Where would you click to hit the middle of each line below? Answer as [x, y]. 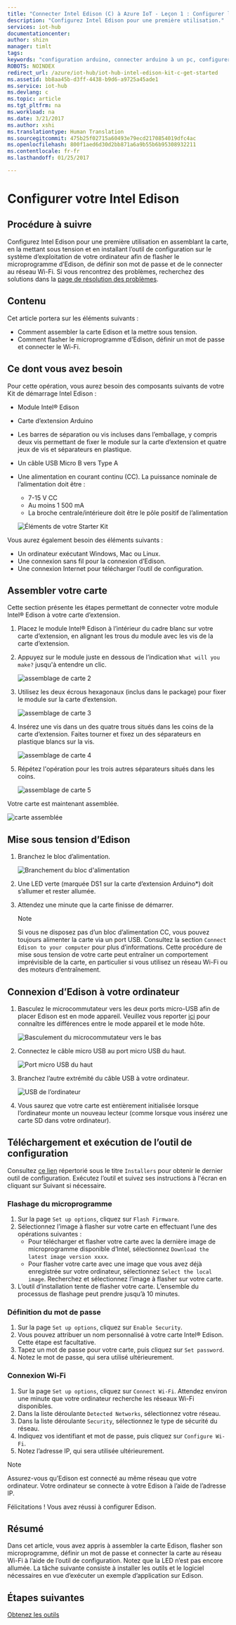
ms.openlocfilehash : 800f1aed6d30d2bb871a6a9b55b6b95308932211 [102, 145]
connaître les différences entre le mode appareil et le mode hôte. [111, 1023]
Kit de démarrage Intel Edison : [52, 393]
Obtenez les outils [33, 1615]
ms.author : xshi [31, 125]
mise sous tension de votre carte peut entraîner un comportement [113, 955]
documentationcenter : [39, 33]
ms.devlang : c [28, 92]
